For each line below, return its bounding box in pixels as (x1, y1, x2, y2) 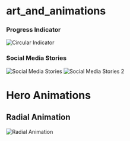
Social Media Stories (6, 54, 67, 62)
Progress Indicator (6, 26, 61, 34)
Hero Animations (6, 88, 91, 102)
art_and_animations (6, 4, 106, 18)
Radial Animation (6, 112, 71, 122)
